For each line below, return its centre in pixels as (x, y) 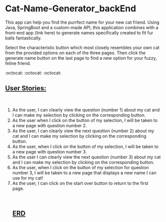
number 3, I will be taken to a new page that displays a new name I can (84, 173)
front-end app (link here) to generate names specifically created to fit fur (79, 33)
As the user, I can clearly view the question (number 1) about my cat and (86, 110)
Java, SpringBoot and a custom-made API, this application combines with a (82, 27)
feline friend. (18, 63)
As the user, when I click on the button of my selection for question (81, 167)
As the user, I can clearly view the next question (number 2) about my (83, 131)
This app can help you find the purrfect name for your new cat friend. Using (82, 22)
